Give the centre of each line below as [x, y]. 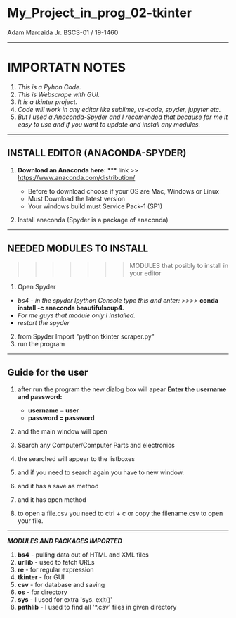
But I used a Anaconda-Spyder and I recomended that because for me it [123, 117]
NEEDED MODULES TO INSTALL [78, 249]
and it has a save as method [58, 486]
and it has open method [52, 500]
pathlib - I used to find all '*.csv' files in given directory [97, 607]
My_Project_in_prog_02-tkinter [99, 13]
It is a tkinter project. [47, 102]
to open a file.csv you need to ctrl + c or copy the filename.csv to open [120, 513]
